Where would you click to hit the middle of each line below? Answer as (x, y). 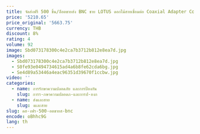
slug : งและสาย (32, 105)
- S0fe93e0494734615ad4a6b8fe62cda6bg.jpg (65, 67)
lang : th (17, 122)
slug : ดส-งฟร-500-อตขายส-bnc (40, 111)
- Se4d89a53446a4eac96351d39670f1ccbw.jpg (65, 72)
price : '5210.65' (28, 17)
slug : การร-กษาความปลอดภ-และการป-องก (57, 94)
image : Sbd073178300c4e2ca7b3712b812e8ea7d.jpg (66, 50)
